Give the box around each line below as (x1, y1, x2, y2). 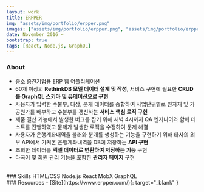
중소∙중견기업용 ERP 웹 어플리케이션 (15, 77, 100, 85)
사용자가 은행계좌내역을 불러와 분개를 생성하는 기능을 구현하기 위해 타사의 (15, 131, 189, 138)
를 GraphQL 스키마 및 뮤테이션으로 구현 (15, 93, 109, 101)
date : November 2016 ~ (6, 32, 64, 38)
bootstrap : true (6, 37, 47, 43)
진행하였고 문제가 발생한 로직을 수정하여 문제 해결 (31, 123, 149, 131)
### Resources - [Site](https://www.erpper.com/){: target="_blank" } (6, 179, 179, 187)
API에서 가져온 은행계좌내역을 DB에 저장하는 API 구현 (21, 138, 149, 146)
